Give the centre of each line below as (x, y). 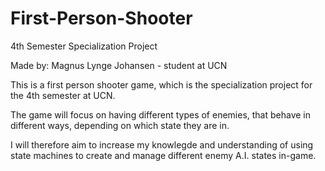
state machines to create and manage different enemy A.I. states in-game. (163, 155)
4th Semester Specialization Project (84, 46)
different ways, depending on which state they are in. (120, 125)
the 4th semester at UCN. (63, 95)
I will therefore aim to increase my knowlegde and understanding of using (162, 144)
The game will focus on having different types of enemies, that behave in (161, 114)
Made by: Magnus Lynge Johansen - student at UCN (119, 65)
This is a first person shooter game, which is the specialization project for (161, 84)
